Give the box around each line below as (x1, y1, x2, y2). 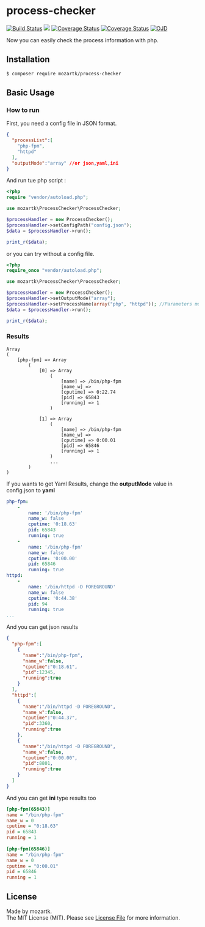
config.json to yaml (6, 486, 56, 494)
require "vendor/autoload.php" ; (6, 194, 88, 201)
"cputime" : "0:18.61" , (22, 664, 78, 670)
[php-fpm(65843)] (6, 806, 51, 812)
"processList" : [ (12, 137, 53, 144)
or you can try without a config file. (6, 250, 95, 257)
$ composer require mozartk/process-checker (6, 70, 121, 77)
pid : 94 (28, 601, 48, 607)
